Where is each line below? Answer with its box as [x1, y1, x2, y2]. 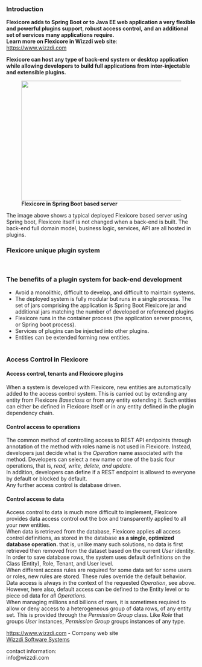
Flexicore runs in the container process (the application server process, [14, 314, 193, 321]
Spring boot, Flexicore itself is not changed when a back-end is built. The [6, 218, 189, 225]
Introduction [6, 5, 43, 13]
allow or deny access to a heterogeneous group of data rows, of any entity [6, 605, 192, 612]
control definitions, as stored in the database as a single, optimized [6, 534, 175, 542]
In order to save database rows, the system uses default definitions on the [6, 553, 191, 561]
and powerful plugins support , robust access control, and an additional [6, 25, 189, 32]
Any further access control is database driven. [6, 482, 122, 489]
